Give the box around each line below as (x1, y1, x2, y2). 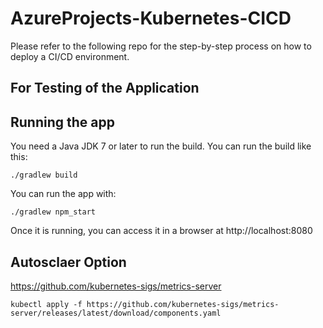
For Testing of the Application (10, 80, 200, 97)
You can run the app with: (10, 188, 117, 200)
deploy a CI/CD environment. (10, 50, 130, 62)
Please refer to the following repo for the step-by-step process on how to (10, 40, 312, 52)
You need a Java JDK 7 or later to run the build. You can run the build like (10, 140, 312, 152)
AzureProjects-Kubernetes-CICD (10, 7, 292, 30)
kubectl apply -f (10, 299, 83, 309)
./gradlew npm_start (10, 207, 97, 217)
